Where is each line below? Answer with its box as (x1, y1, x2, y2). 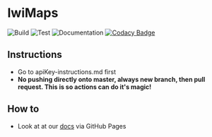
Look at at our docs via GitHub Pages (17, 121, 126, 130)
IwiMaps (7, 5, 59, 21)
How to (7, 103, 40, 115)
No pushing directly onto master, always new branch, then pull (17, 75, 206, 83)
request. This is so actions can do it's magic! (17, 83, 152, 91)
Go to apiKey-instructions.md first (17, 67, 117, 76)
